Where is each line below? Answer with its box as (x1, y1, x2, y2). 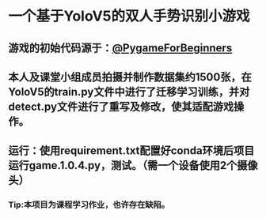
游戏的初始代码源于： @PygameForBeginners (8, 41, 233, 54)
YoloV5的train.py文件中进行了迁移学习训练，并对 (8, 85, 250, 99)
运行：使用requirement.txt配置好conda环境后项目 (8, 144, 255, 158)
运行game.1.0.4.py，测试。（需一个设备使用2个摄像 (8, 159, 258, 172)
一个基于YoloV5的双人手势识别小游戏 (8, 7, 250, 25)
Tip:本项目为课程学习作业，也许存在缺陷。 (8, 199, 170, 210)
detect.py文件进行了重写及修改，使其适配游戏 (8, 100, 234, 113)
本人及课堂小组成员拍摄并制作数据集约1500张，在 (8, 70, 252, 84)
